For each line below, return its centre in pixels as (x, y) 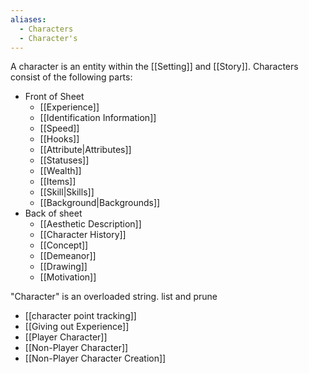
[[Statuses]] (64, 160)
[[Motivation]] (68, 277)
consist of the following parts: (71, 77)
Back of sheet (53, 213)
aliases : (28, 19)
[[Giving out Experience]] (77, 327)
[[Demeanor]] (68, 256)
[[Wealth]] (60, 171)
